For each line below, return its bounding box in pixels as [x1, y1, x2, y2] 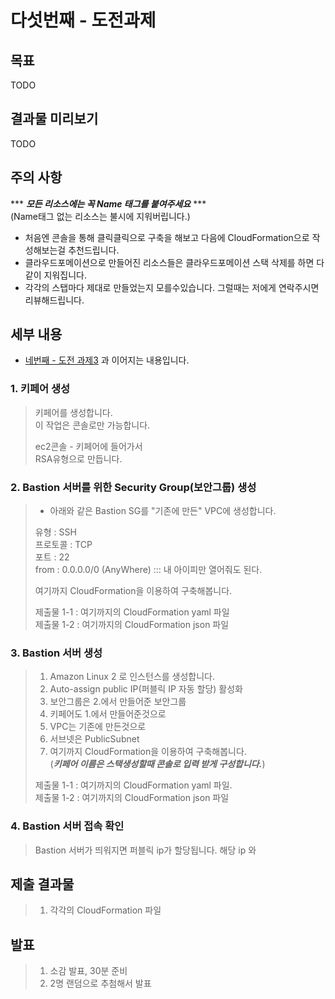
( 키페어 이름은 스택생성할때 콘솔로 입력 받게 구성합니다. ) [49, 758, 266, 770]
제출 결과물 [10, 876, 75, 893]
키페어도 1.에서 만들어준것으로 [49, 708, 167, 720]
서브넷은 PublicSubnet [49, 733, 140, 745]
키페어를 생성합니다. [34, 406, 113, 418]
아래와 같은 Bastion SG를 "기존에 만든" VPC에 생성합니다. [49, 505, 277, 517]
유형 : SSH [34, 526, 77, 538]
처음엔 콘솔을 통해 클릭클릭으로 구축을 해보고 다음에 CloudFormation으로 [24, 231, 310, 243]
